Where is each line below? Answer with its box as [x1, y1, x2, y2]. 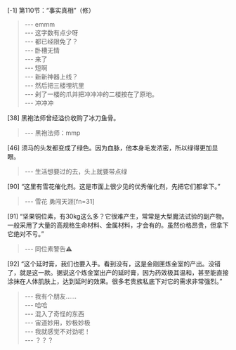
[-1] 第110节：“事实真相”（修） [7, 6, 95, 14]
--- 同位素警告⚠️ [24, 245, 72, 253]
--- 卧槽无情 [24, 46, 60, 54]
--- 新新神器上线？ [24, 72, 79, 81]
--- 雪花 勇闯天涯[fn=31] [24, 197, 95, 205]
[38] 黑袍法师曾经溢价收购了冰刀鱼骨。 [7, 114, 120, 122]
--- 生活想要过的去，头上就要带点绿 [24, 167, 128, 176]
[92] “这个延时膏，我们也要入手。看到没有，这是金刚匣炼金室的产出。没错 [7, 259, 221, 268]
